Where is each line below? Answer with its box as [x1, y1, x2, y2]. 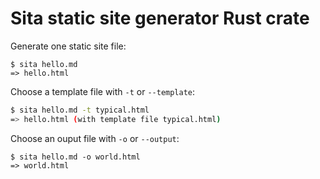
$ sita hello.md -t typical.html [10, 105, 150, 115]
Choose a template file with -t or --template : [10, 85, 196, 97]
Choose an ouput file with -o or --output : [10, 132, 180, 144]
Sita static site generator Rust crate [10, 7, 310, 30]
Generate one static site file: [10, 40, 127, 52]
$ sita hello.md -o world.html [10, 152, 141, 162]
